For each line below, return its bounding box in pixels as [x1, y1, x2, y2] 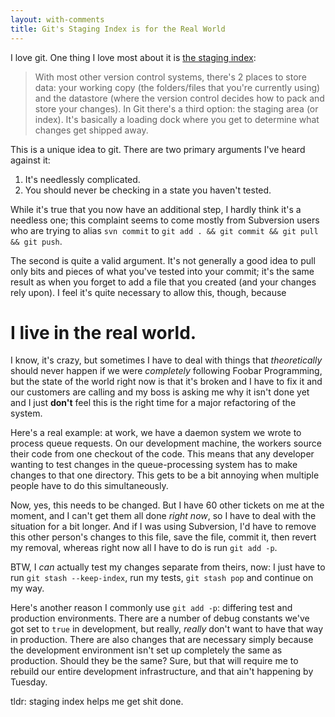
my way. [10, 582, 45, 595]
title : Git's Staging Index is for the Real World [10, 24, 226, 34]
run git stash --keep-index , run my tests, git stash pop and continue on [10, 572, 314, 584]
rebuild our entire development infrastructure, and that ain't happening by [10, 666, 314, 678]
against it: [10, 154, 51, 166]
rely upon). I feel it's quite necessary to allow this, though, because [10, 286, 287, 298]
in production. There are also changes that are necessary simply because [10, 634, 314, 646]
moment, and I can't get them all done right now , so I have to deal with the [10, 510, 317, 522]
